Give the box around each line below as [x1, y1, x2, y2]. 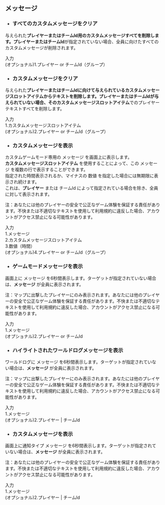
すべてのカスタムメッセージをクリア [12, 20, 98, 27]
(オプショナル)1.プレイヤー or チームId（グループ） [5, 61, 108, 67]
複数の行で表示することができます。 [14, 167, 88, 172]
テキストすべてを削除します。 [5, 105, 65, 112]
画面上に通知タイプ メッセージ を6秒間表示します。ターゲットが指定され [5, 443, 152, 449]
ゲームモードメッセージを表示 [12, 263, 83, 270]
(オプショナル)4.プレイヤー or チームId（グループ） [5, 250, 109, 255]
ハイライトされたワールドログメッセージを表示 [12, 347, 124, 354]
